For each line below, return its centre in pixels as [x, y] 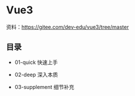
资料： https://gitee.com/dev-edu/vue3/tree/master [67, 27]
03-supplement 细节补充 [44, 87]
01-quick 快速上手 [36, 62]
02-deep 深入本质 [36, 74]
